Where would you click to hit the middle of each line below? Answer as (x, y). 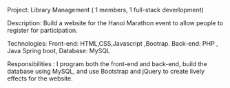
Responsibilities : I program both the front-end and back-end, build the (107, 64)
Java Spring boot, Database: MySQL (59, 51)
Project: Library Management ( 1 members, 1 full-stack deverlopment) (106, 10)
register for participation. (42, 30)
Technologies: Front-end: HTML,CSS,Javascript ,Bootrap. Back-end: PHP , (113, 43)
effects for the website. (40, 78)
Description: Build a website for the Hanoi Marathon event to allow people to (115, 23)
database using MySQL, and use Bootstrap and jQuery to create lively (106, 71)
